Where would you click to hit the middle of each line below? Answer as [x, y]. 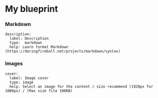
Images [14, 63]
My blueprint [32, 9]
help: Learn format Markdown [39, 47]
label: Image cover [29, 78]
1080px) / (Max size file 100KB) [39, 91]
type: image [22, 82]
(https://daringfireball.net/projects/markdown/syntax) [63, 51]
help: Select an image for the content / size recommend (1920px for [81, 86]
